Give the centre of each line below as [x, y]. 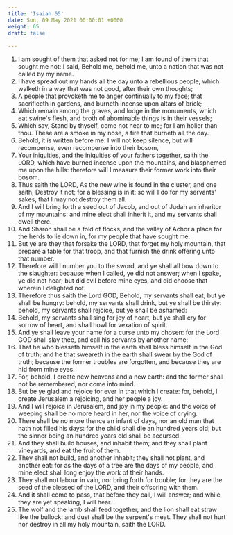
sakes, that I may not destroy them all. [72, 199]
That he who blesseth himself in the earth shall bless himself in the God [120, 347]
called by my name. [46, 74]
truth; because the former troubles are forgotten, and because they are [119, 362]
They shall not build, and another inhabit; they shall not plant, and [111, 458]
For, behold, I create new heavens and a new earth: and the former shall [121, 377]
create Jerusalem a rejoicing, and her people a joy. [90, 399]
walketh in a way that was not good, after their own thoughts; [105, 89]
